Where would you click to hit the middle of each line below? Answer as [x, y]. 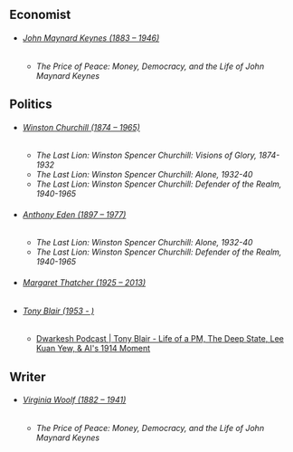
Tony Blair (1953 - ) [58, 311]
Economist [40, 15]
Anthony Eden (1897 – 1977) [74, 214]
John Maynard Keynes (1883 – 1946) [91, 38]
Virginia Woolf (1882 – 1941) [74, 400]
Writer [28, 376]
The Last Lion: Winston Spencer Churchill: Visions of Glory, [146, 155]
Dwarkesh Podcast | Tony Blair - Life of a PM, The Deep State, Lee [160, 339]
